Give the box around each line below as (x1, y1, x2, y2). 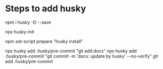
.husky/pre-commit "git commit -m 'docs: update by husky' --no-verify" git (5, 53, 159, 59)
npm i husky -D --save (5, 19, 51, 25)
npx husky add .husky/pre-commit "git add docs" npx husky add (5, 48, 137, 54)
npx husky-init (5, 29, 35, 34)
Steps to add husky (5, 3, 86, 14)
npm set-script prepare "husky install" (5, 38, 83, 44)
